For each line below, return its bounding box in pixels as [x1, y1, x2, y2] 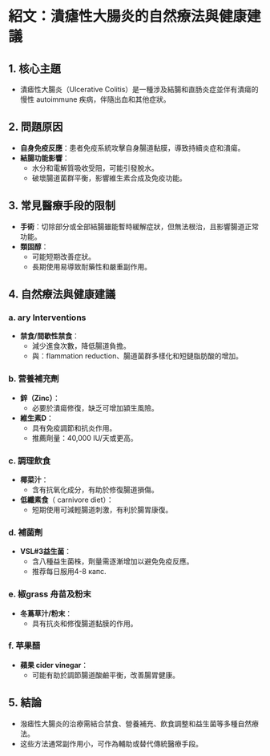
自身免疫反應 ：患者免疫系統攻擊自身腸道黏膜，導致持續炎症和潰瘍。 [19, 143, 245, 152]
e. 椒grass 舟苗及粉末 [8, 588, 92, 600]
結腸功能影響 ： [19, 153, 70, 163]
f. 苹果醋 [8, 641, 41, 652]
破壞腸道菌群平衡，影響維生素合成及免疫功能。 [31, 173, 187, 183]
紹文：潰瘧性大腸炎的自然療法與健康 [8, 7, 248, 26]
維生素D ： [19, 413, 54, 422]
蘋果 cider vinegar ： [19, 660, 89, 669]
